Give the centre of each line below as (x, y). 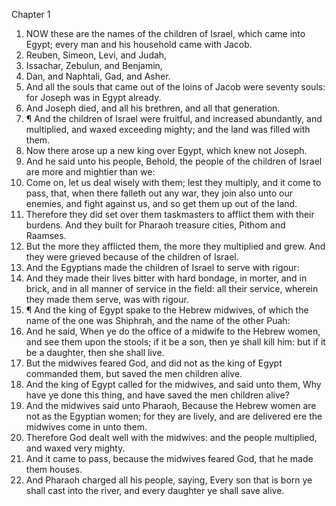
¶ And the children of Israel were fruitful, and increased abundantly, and (174, 118)
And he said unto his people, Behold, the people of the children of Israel (174, 161)
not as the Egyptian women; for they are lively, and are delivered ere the (174, 416)
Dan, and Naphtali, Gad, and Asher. (98, 76)
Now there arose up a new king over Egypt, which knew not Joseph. (166, 150)
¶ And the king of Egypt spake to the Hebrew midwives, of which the (167, 310)
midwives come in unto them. (86, 427)
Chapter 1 (31, 14)
